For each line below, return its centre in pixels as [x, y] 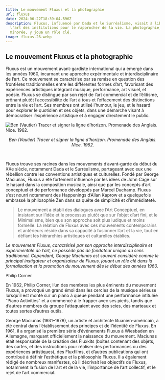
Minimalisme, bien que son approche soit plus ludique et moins [81, 220]
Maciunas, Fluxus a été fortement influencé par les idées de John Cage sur [81, 179]
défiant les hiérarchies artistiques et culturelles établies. [74, 236]
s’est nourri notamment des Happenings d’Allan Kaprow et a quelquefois [78, 195]
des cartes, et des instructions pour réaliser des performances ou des [76, 346]
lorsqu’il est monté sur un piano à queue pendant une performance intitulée [82, 295]
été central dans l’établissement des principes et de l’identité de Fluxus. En [81, 326]
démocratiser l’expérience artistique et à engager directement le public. [78, 115]
